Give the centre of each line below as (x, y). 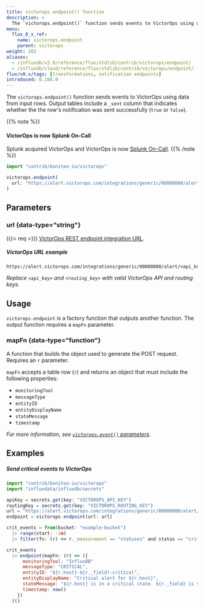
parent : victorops (40, 46)
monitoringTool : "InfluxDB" (58, 561)
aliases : (17, 57)
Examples (25, 453)
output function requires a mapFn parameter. (61, 325)
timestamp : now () (44, 590)
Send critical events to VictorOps (49, 469)
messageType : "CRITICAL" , (55, 567)
